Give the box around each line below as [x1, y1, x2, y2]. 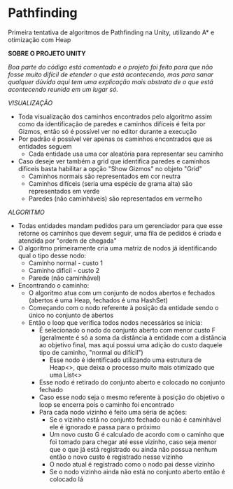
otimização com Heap [8, 35, 71, 43]
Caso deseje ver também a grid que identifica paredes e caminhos [17, 156, 211, 166]
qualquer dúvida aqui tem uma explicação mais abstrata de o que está [8, 77, 214, 86]
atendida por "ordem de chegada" [17, 236, 118, 245]
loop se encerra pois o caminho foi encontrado [38, 400, 174, 408]
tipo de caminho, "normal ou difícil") [38, 348, 144, 356]
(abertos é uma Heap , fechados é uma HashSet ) [28, 296, 169, 304]
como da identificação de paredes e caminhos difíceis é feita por [17, 119, 206, 128]
